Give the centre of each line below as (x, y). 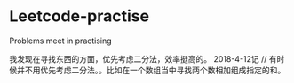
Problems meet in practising (61, 41)
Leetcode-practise (79, 16)
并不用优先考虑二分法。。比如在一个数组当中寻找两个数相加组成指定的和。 (151, 70)
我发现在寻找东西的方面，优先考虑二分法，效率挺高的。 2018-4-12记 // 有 (143, 58)
